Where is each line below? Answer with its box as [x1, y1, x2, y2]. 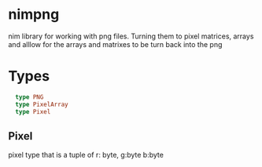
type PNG [15, 93, 44, 101]
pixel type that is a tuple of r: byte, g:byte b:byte [8, 151, 164, 160]
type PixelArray [15, 100, 68, 108]
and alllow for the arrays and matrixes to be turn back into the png [8, 39, 223, 49]
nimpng [8, 5, 60, 24]
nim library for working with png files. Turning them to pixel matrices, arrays [8, 31, 254, 41]
